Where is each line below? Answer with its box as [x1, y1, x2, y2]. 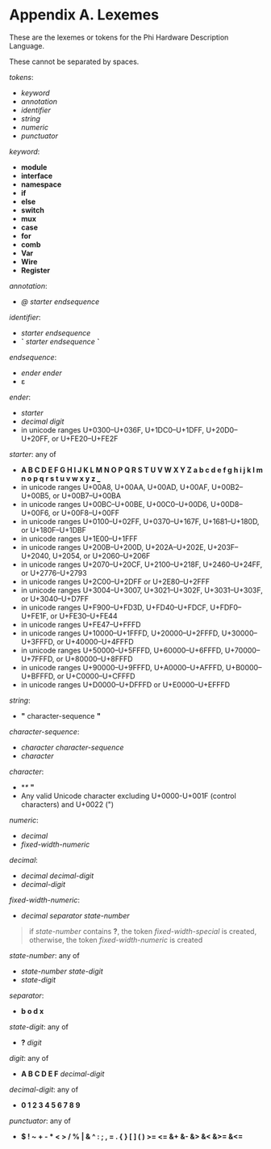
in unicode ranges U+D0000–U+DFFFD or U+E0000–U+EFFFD [20, 679, 231, 689]
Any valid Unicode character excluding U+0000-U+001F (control [20, 791, 236, 800]
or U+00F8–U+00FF [52, 508, 120, 517]
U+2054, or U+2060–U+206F [52, 551, 151, 560]
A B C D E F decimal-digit [20, 1069, 105, 1079]
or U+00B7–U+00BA [52, 491, 122, 501]
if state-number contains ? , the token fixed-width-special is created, [28, 926, 257, 936]
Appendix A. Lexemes [9, 6, 160, 24]
